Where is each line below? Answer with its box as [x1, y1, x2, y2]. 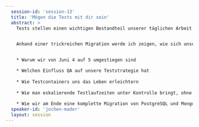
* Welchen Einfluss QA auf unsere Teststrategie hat [16, 68, 150, 74]
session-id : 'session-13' [11, 8, 75, 15]
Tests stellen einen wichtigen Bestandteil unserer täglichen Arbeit [16, 25, 192, 31]
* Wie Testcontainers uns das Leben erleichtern [16, 78, 139, 85]
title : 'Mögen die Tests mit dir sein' [11, 14, 110, 20]
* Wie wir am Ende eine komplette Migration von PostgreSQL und [16, 101, 179, 107]
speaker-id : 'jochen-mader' [11, 106, 81, 113]
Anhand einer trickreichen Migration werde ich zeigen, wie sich [16, 41, 182, 47]
